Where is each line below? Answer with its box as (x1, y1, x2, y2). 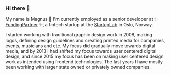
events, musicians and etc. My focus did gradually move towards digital (5, 43, 155, 49)
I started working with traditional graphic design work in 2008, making (5, 32, 153, 38)
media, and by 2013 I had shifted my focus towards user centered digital (5, 48, 157, 54)
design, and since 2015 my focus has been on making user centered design (5, 53, 164, 60)
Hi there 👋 (5, 5, 31, 12)
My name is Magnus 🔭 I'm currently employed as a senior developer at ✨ (5, 16, 158, 22)
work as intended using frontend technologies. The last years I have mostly (5, 59, 163, 65)
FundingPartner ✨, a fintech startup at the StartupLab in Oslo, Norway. (5, 22, 153, 28)
